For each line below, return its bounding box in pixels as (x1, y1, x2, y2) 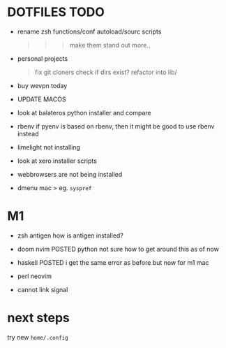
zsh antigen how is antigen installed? (17, 231, 124, 240)
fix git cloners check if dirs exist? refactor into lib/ (34, 68, 178, 76)
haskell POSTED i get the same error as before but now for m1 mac (17, 258, 209, 266)
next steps (7, 310, 70, 326)
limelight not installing (17, 143, 80, 151)
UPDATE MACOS (17, 95, 66, 103)
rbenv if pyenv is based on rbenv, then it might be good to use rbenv (17, 122, 215, 130)
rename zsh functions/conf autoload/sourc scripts (17, 27, 162, 36)
